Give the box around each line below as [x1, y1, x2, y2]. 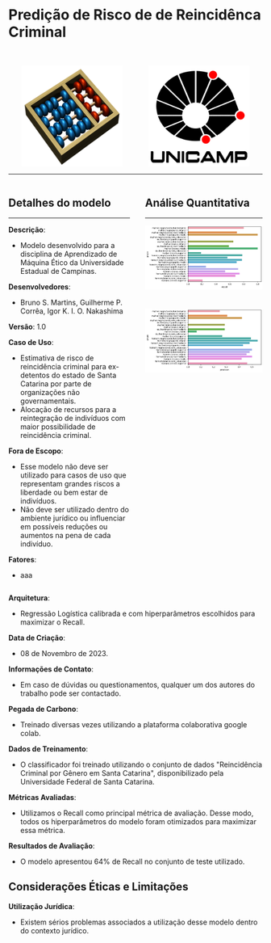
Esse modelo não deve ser [19, 462, 109, 471]
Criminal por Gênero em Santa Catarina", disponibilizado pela [19, 768, 224, 777]
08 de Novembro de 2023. [19, 649, 109, 658]
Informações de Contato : [8, 664, 94, 674]
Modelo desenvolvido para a [19, 241, 115, 250]
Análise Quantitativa [144, 196, 250, 209]
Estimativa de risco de [19, 353, 94, 363]
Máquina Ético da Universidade [19, 258, 124, 267]
